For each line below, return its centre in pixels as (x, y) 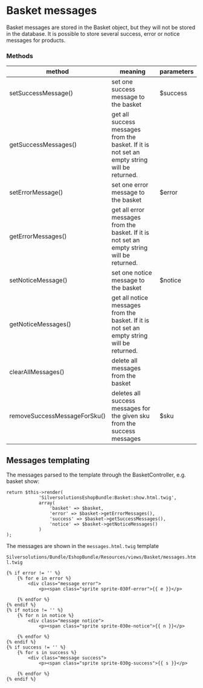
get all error (128, 210)
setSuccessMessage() (41, 93)
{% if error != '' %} (34, 573)
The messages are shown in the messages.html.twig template (82, 546)
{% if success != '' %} (36, 647)
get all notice (130, 298)
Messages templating (48, 460)
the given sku (130, 416)
